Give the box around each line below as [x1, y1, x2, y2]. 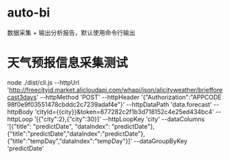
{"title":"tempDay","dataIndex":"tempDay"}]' [7, 136, 133, 145]
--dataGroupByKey [134, 136, 188, 145]
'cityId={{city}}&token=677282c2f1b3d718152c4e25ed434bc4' [34, 107, 215, 116]
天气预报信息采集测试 [7, 55, 129, 71]
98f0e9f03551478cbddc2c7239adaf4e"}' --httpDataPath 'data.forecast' [7, 100, 212, 108]
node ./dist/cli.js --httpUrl [7, 78, 80, 87]
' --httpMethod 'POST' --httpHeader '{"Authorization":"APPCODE [36, 93, 222, 101]
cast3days [7, 93, 37, 101]
